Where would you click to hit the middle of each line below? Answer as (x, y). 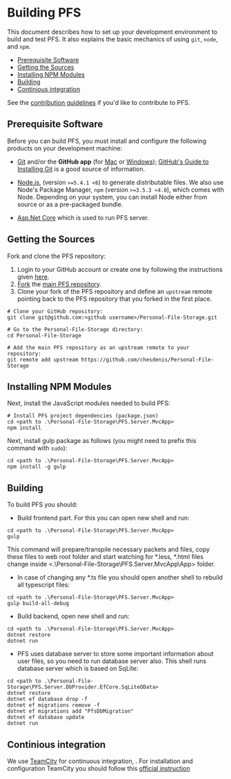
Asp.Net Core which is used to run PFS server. (83, 217)
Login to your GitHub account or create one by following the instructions (120, 269)
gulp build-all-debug (38, 604)
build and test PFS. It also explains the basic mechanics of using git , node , (113, 39)
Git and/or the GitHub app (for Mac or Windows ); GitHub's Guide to (113, 161)
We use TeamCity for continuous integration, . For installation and (100, 761)
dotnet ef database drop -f (48, 699)
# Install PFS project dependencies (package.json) (83, 416)
